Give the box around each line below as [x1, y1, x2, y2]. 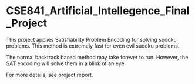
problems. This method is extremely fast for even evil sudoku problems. [6, 42, 180, 49]
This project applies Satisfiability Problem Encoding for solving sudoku [6, 36, 177, 43]
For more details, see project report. [6, 71, 93, 78]
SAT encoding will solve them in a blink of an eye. [6, 60, 126, 67]
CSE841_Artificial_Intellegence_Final [6, 4, 190, 18]
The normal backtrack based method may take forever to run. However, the [6, 53, 189, 61]
